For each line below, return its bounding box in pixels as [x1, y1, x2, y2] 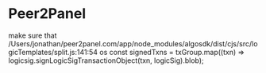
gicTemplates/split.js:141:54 [8, 47, 98, 57]
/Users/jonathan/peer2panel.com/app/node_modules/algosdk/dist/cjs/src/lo [8, 38, 258, 48]
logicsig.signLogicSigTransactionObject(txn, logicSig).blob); [8, 56, 204, 65]
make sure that [8, 31, 57, 40]
